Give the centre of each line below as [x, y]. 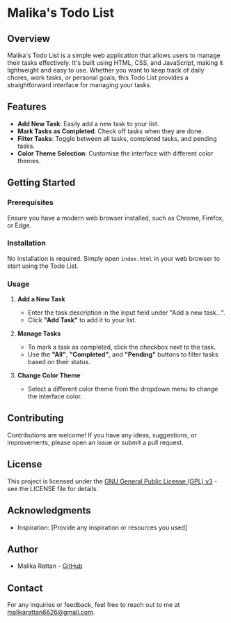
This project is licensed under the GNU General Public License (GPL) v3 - [112, 481]
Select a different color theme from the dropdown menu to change [123, 389]
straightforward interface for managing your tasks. [79, 85]
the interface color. [55, 396]
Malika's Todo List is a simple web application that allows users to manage [114, 55]
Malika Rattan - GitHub [50, 566]
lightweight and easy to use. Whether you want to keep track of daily [106, 70]
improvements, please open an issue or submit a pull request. [95, 442]
